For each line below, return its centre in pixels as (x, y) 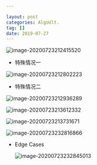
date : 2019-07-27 (28, 33)
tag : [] (16, 28)
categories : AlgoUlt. (33, 22)
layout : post (22, 17)
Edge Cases (29, 145)
